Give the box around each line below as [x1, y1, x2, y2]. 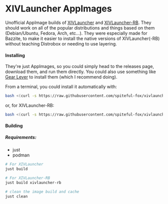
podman [12, 152, 30, 158]
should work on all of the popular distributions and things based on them [5, 24, 155, 30]
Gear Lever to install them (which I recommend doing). [5, 74, 117, 80]
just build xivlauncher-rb [5, 180, 61, 185]
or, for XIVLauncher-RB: [5, 102, 54, 108]
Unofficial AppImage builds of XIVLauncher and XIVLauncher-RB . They [5, 19, 151, 25]
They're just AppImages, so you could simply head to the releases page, [5, 63, 154, 69]
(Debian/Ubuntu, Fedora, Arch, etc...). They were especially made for [5, 30, 147, 36]
